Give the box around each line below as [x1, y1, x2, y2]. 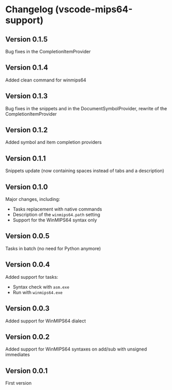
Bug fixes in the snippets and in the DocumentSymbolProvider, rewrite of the [5, 105, 167, 111]
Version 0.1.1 [5, 154, 46, 162]
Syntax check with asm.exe [12, 283, 69, 290]
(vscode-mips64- [55, 4, 133, 15]
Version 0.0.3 [5, 304, 50, 313]
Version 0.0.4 [5, 260, 50, 269]
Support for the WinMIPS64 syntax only [12, 217, 97, 223]
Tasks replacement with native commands [12, 206, 102, 212]
